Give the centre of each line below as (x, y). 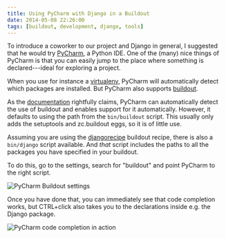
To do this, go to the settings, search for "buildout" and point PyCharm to (111, 166)
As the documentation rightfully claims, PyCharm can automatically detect (113, 102)
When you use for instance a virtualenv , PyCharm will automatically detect (113, 81)
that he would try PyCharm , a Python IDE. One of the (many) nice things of (113, 53)
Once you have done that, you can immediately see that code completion (111, 199)
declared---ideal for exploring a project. (64, 68)
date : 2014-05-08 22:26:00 (46, 20)
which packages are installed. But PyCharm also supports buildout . (103, 89)
